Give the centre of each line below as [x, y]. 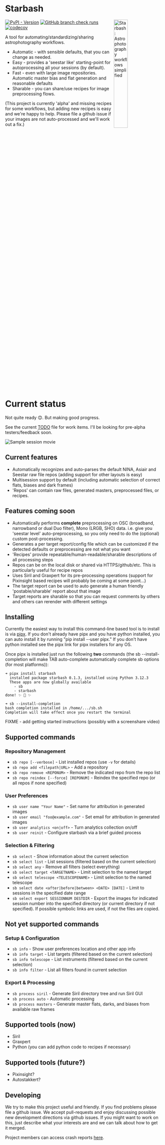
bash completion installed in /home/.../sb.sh [54, 708]
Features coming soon [40, 511]
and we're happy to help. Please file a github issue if [58, 113]
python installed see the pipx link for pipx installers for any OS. [68, 645]
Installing [20, 617]
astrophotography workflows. [35, 42]
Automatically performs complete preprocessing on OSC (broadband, [83, 523]
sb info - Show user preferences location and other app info [74, 949]
